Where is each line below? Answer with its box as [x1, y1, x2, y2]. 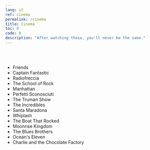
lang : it [5, 7, 24, 13]
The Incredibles [12, 102, 45, 108]
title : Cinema [5, 21, 35, 27]
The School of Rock [12, 80, 54, 86]
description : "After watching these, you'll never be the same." [5, 36, 145, 41]
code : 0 [5, 31, 22, 36]
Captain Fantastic [12, 69, 49, 76]
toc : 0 [5, 26, 19, 31]
